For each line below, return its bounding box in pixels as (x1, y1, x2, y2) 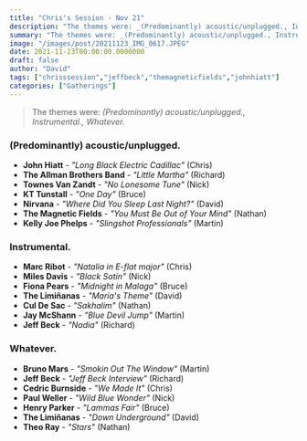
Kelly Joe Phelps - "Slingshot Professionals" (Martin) (22, 217, 224, 228)
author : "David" (9, 65, 71, 74)
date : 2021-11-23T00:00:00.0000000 (9, 47, 145, 57)
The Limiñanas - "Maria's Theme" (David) (22, 290, 183, 301)
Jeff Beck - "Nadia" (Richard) (22, 320, 135, 331)
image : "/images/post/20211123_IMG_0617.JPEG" (9, 38, 190, 48)
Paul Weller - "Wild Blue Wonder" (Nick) (22, 392, 175, 403)
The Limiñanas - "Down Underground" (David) (22, 412, 199, 423)
